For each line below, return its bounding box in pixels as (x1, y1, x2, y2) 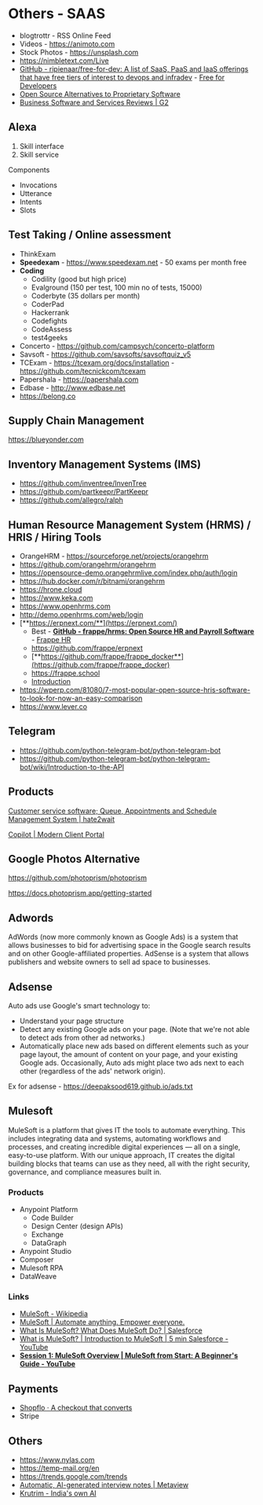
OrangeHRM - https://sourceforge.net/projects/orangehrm (19, 552, 209, 560)
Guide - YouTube (19, 1359, 76, 1369)
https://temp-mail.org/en (19, 1463, 100, 1473)
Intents (19, 197, 42, 206)
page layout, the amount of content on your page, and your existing (19, 1050, 238, 1059)
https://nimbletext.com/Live (19, 56, 109, 65)
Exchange (31, 1230, 64, 1240)
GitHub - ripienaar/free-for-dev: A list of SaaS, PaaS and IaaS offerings (19, 64, 249, 73)
